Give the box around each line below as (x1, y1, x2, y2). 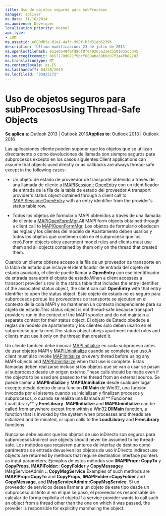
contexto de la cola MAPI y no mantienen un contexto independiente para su (5, 301, 162, 307)
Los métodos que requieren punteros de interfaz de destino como (16, 442, 151, 447)
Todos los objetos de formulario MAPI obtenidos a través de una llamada (12, 212, 161, 219)
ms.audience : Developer (5, 21, 55, 26)
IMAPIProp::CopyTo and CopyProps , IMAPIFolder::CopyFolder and (5, 473, 145, 479)
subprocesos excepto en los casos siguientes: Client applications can (5, 156, 146, 162)
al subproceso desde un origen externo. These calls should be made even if (5, 369, 160, 375)
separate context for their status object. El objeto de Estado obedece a (5, 317, 150, 323)
